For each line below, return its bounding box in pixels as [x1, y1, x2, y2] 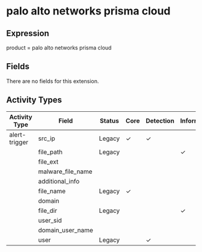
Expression [6, 28, 49, 38]
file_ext [38, 158, 59, 166]
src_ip [38, 134, 55, 143]
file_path [38, 147, 63, 156]
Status [100, 116, 119, 124]
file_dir [38, 206, 57, 215]
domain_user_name [38, 226, 93, 234]
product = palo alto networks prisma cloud [6, 44, 112, 51]
